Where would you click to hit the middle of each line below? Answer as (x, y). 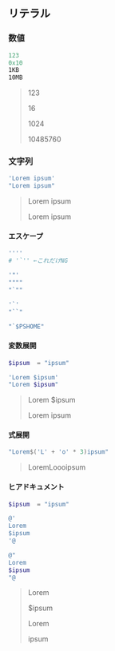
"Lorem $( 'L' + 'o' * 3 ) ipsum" (59, 452)
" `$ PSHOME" (26, 326)
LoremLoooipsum (57, 467)
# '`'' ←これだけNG (38, 261)
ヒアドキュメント (36, 486)
